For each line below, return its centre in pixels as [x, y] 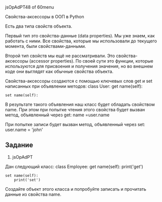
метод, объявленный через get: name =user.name [57, 115]
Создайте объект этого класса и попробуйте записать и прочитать [76, 189]
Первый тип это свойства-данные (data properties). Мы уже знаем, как [80, 36]
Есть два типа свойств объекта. [39, 26]
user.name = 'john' [24, 130]
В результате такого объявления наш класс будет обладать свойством [80, 104]
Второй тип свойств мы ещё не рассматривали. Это [60, 56]
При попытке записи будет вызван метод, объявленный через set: [75, 124]
